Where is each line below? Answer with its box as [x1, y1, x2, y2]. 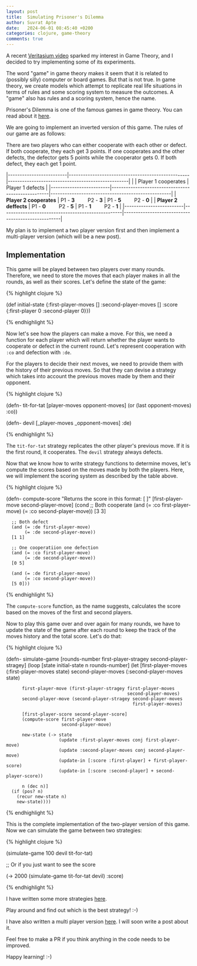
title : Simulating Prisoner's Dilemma [6, 14, 104, 20]
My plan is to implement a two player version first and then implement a [6, 227, 179, 234]
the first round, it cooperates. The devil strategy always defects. [6, 448, 163, 455]
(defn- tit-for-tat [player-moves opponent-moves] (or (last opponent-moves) [6, 401, 192, 409]
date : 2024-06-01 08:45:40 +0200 [6, 25, 94, 31]
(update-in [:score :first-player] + [58, 757, 151, 764]
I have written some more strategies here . [6, 895, 107, 902]
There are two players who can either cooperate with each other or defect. [6, 142, 187, 148]
